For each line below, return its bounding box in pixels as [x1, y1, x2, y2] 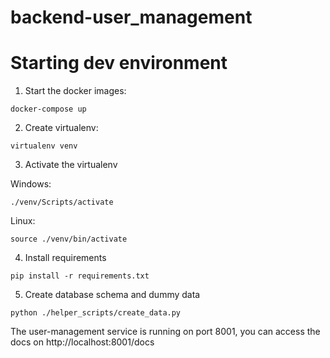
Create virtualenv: [24, 122, 99, 134]
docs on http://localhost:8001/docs [10, 336, 155, 348]
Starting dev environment [10, 52, 228, 75]
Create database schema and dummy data [24, 289, 201, 301]
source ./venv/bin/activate [10, 234, 128, 245]
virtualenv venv [10, 141, 78, 151]
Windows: [10, 178, 52, 190]
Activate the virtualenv [24, 159, 118, 171]
